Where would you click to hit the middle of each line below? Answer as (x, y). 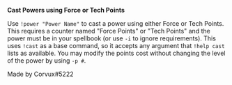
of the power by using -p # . (47, 61)
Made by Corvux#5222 (40, 74)
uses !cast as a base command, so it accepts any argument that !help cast (116, 46)
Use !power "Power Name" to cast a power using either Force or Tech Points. (116, 23)
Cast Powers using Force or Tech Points (66, 10)
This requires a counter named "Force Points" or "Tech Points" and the (109, 31)
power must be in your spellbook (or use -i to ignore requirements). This (111, 38)
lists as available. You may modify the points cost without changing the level (116, 53)
